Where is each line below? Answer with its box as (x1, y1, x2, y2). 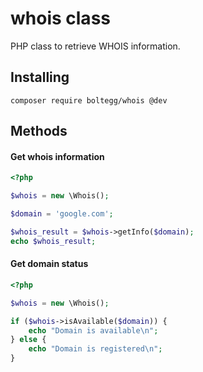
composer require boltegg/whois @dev (10, 95, 168, 106)
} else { (10, 335, 47, 345)
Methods (10, 123, 68, 140)
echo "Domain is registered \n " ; (28, 344, 163, 354)
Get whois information (10, 150, 105, 162)
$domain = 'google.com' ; (10, 209, 114, 219)
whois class (10, 7, 111, 30)
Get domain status (10, 258, 89, 270)
